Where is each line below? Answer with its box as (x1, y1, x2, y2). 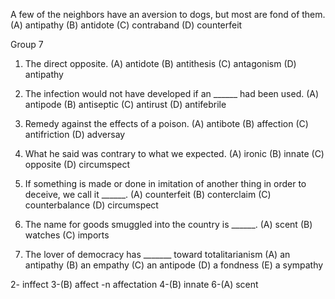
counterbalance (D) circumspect (24, 199, 159, 211)
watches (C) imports (24, 229, 110, 241)
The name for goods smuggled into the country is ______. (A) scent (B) (24, 219, 313, 230)
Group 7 (10, 39, 44, 50)
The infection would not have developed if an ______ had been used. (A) (24, 88, 320, 99)
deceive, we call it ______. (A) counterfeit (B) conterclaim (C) (24, 189, 272, 200)
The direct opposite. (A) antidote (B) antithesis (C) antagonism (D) (24, 58, 297, 69)
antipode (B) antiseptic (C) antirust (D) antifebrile (24, 99, 227, 110)
